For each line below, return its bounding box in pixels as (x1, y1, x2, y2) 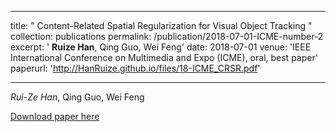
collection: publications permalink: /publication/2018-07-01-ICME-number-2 (10, 31, 324, 42)
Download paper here (10, 111, 100, 122)
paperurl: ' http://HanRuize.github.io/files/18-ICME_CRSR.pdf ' (10, 62, 261, 74)
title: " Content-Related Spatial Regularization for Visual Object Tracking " (10, 20, 313, 31)
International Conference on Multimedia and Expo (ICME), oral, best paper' (10, 52, 318, 63)
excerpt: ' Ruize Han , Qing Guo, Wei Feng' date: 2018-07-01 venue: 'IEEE (10, 41, 312, 53)
